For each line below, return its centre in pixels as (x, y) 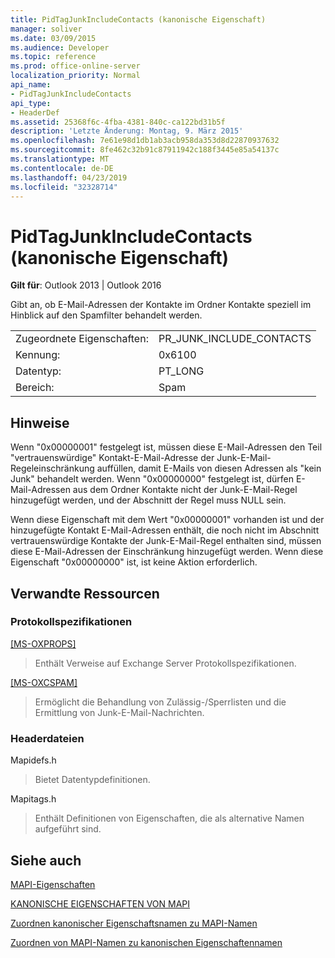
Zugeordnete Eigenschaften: (82, 339)
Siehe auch (46, 860)
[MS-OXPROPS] (43, 643)
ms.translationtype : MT (60, 159)
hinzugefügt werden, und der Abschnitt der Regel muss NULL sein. (148, 500)
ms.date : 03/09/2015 (53, 38)
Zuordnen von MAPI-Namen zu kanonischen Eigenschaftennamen (146, 942)
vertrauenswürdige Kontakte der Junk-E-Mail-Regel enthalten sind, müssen (166, 541)
